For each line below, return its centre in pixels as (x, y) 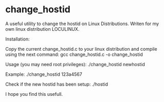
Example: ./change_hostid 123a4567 (44, 74)
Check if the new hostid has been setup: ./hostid (57, 84)
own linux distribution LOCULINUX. (42, 29)
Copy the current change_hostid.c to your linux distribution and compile (81, 49)
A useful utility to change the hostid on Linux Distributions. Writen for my (82, 24)
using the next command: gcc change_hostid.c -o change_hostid (74, 54)
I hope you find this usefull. (34, 94)
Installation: (17, 39)
